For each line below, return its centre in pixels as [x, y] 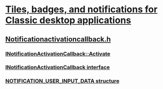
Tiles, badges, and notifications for [81, 9]
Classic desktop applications [68, 20]
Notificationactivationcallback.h [58, 39]
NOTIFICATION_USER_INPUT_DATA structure [62, 81]
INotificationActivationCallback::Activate [58, 54]
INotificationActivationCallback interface [58, 68]
